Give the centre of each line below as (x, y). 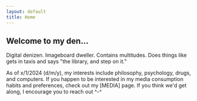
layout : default (26, 12)
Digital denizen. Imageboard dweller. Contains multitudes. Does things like (97, 55)
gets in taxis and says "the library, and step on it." (67, 61)
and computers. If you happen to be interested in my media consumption (95, 79)
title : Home (21, 17)
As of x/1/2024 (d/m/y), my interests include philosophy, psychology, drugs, (98, 73)
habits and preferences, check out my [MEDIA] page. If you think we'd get (96, 86)
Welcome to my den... (47, 41)
